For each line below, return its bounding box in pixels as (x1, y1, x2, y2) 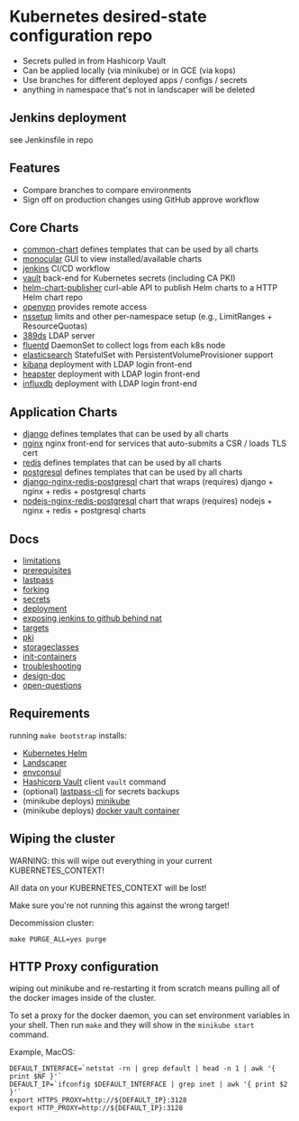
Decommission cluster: (9, 917, 95, 928)
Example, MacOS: (9, 1047, 76, 1058)
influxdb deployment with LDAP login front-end (22, 378, 197, 389)
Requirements (9, 706, 90, 721)
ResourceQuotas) (22, 320, 88, 331)
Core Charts (9, 219, 79, 236)
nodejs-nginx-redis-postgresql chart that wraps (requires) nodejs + (22, 496, 273, 506)
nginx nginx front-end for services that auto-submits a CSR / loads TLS (22, 438, 286, 449)
